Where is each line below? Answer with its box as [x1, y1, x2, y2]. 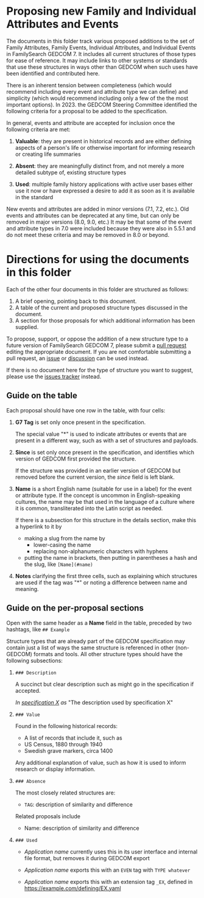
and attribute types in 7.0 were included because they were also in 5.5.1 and [6, 224, 196, 232]
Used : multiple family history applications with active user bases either [15, 180, 193, 188]
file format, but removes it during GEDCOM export [24, 854, 150, 861]
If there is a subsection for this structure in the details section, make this [15, 516, 197, 523]
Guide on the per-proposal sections [6, 603, 144, 613]
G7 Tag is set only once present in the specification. [15, 419, 146, 426]
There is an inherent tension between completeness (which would [6, 81, 172, 89]
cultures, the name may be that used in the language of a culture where [15, 498, 195, 505]
